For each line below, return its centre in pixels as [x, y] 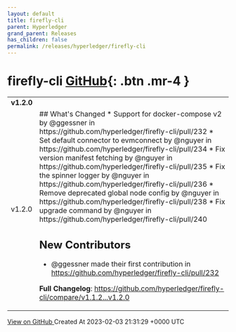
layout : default [31, 14]
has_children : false [38, 40]
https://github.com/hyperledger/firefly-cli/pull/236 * [126, 184]
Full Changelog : [66, 288]
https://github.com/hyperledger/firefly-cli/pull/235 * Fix [132, 166]
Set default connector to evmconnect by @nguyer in [125, 140]
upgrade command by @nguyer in [96, 210]
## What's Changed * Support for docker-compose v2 [131, 114]
